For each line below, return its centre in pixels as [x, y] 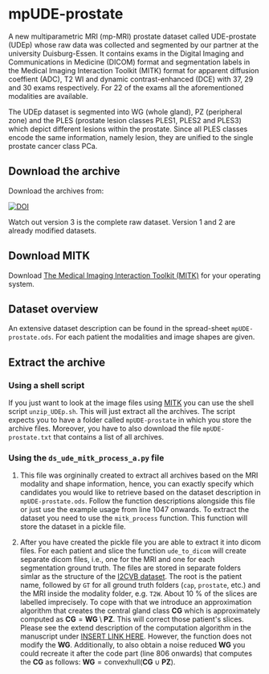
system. [21, 283]
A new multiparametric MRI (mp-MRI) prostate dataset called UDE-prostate [132, 36]
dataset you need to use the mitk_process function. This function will [133, 518]
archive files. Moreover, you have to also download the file [105, 428]
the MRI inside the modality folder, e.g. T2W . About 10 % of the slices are [139, 593]
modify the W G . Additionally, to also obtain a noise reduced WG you [132, 645]
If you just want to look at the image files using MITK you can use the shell [131, 403]
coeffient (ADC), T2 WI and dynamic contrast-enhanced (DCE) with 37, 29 [131, 79]
